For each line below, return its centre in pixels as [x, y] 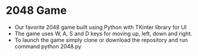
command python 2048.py [48, 46]
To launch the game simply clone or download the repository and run [101, 40]
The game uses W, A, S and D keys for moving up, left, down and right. [103, 33]
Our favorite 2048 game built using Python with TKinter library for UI [101, 27]
